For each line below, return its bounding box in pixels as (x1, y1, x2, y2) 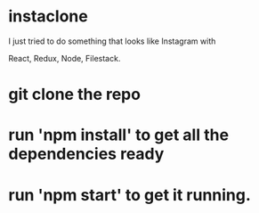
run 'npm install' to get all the (8, 125, 229, 145)
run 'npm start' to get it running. (8, 184, 251, 205)
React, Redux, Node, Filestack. (8, 53, 121, 63)
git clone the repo (8, 85, 142, 104)
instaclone (8, 6, 88, 27)
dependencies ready (8, 144, 165, 164)
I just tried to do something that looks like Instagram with (8, 36, 216, 46)
